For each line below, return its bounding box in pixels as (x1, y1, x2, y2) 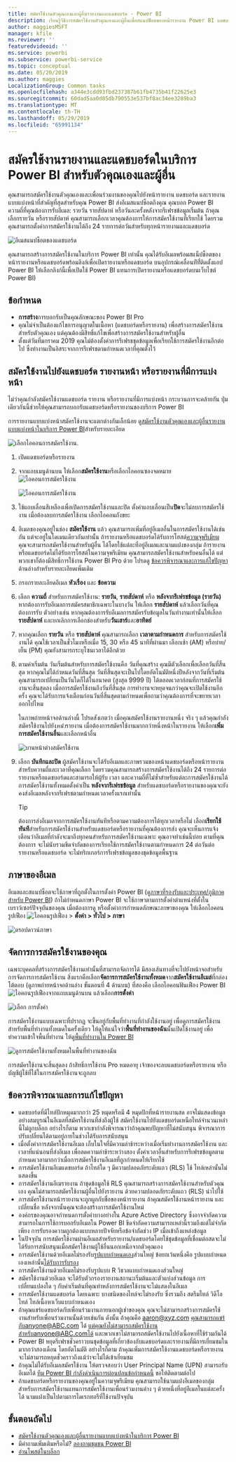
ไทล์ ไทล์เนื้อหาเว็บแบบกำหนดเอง (18, 1297, 95, 1306)
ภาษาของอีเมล (8, 869, 57, 881)
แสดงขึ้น (18, 1171, 38, 1180)
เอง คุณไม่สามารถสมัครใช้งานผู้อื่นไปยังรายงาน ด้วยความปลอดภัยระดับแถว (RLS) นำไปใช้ (18, 1187, 223, 1195)
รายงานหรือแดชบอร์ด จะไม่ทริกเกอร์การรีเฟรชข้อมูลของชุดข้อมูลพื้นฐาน (18, 848, 178, 857)
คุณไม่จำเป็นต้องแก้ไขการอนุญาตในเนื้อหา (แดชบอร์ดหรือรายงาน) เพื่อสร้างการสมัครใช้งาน (18, 321, 223, 329)
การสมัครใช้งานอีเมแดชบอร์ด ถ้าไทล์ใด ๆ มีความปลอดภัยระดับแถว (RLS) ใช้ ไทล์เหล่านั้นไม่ (18, 1163, 228, 1171)
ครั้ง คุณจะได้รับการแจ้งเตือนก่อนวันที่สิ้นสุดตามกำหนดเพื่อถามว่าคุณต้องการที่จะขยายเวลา (18, 692, 221, 700)
